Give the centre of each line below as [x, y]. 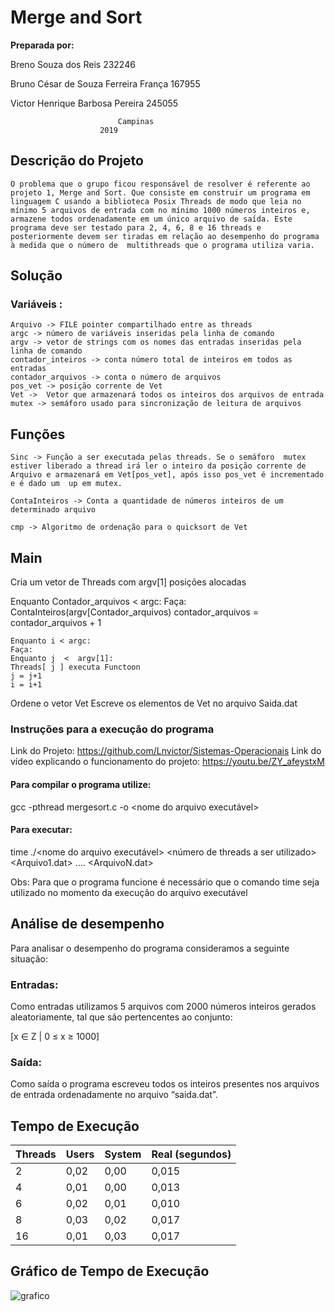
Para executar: [41, 830]
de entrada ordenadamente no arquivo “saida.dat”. [114, 1095]
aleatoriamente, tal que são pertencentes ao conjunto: [121, 1017]
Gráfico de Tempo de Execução [110, 1271]
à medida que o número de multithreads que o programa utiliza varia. [162, 245]
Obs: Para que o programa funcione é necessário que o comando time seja [165, 882]
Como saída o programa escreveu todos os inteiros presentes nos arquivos [165, 1084]
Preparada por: [42, 45]
